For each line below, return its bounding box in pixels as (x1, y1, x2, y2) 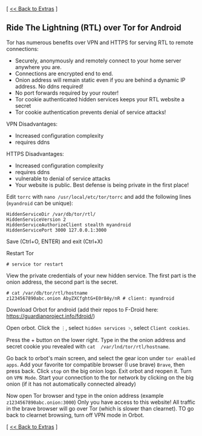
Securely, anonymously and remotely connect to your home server (15, 57, 181, 64)
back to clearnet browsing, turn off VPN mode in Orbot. (6, 411, 145, 418)
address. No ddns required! (15, 82, 83, 90)
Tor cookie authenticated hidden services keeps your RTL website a (15, 95, 184, 102)
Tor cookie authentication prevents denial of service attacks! (15, 109, 166, 116)
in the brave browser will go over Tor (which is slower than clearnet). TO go (6, 404, 194, 412)
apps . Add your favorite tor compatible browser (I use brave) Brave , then (6, 361, 185, 368)
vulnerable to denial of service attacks (15, 175, 111, 182)
